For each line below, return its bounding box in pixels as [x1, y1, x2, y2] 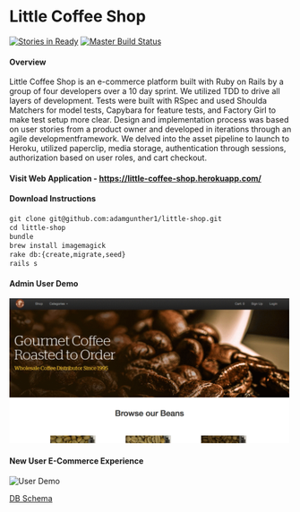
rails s [9, 259, 39, 268]
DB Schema [9, 492, 53, 503]
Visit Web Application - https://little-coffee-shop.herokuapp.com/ [9, 173, 261, 183]
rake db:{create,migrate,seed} [9, 250, 126, 259]
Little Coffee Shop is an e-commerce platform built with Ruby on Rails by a [9, 76, 284, 87]
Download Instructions [9, 193, 97, 204]
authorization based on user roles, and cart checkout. [9, 152, 208, 163]
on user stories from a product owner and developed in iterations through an [9, 124, 292, 135]
